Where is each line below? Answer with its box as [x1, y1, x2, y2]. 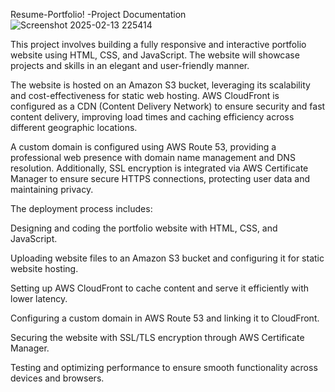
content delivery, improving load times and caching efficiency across [10, 111, 295, 123]
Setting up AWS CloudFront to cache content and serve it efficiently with [10, 282, 310, 294]
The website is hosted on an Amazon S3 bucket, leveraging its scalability [10, 79, 311, 91]
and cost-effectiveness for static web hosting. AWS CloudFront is [10, 90, 280, 101]
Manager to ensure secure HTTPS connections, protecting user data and [10, 173, 311, 184]
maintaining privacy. [10, 184, 94, 195]
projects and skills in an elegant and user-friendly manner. [10, 60, 250, 71]
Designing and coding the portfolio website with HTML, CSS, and [10, 222, 278, 234]
